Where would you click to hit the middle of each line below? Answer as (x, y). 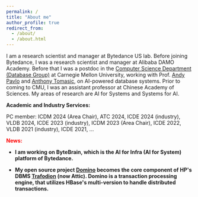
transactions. (32, 189)
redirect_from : (25, 28)
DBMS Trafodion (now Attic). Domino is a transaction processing (96, 176)
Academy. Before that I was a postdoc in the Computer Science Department (99, 68)
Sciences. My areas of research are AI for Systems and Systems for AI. (93, 93)
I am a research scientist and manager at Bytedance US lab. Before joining (97, 56)
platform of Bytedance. (44, 158)
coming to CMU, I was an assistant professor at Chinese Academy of (90, 87)
